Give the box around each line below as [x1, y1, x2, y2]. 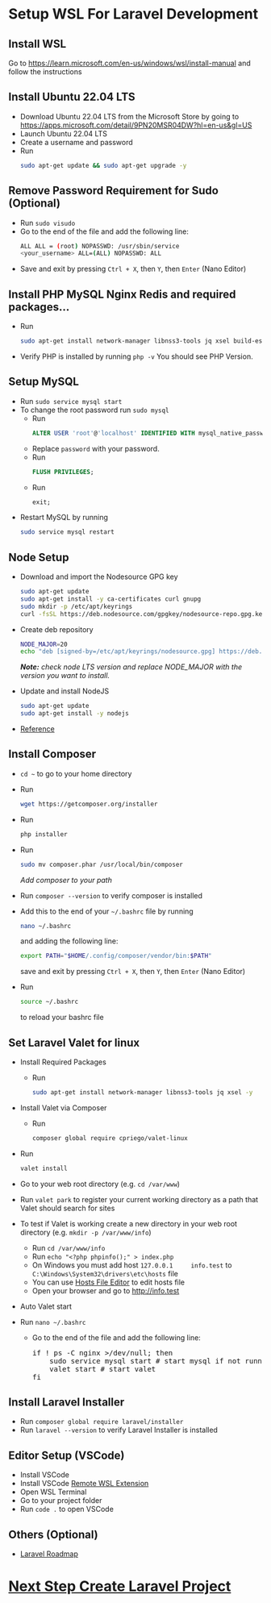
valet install [19, 1164, 68, 1172]
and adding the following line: [19, 936, 119, 946]
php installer [19, 830, 68, 839]
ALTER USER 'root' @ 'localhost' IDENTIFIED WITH [31, 429, 195, 437]
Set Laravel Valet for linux [8, 1035, 140, 1049]
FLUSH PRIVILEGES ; [31, 468, 94, 476]
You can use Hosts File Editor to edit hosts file [31, 1277, 186, 1287]
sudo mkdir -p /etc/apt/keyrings [19, 602, 133, 610]
